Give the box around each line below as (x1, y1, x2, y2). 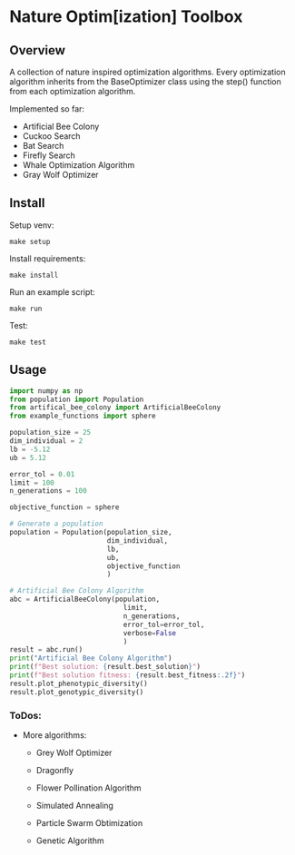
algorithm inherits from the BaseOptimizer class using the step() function (9, 76, 281, 87)
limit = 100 (9, 478, 54, 487)
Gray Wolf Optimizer (22, 170, 99, 180)
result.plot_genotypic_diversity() (9, 687, 144, 696)
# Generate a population (9, 519, 103, 528)
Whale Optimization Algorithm (22, 160, 135, 170)
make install (9, 270, 59, 280)
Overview (9, 43, 66, 58)
